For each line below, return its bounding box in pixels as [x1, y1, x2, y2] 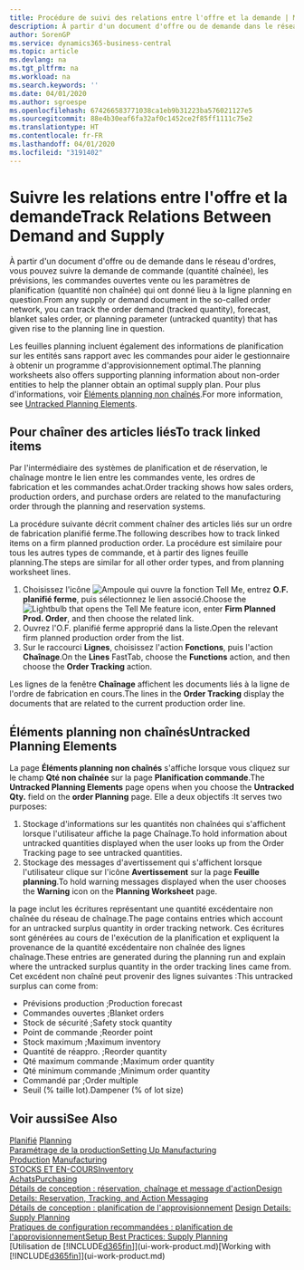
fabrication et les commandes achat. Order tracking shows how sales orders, [9, 482, 294, 493]
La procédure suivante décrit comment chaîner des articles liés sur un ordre [9, 518, 292, 530]
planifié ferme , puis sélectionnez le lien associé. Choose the [22, 594, 247, 605]
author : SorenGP [9, 30, 71, 39]
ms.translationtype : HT [9, 123, 100, 132]
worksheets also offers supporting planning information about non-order [9, 369, 280, 380]
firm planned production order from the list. [22, 632, 185, 643]
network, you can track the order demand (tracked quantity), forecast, [9, 303, 271, 314]
